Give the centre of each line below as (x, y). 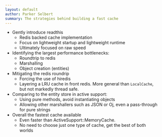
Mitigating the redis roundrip (41, 74)
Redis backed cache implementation (56, 37)
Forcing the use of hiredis (45, 79)
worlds (26, 130)
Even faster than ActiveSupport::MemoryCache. (67, 120)
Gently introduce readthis (37, 33)
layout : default (21, 9)
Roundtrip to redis (37, 58)
